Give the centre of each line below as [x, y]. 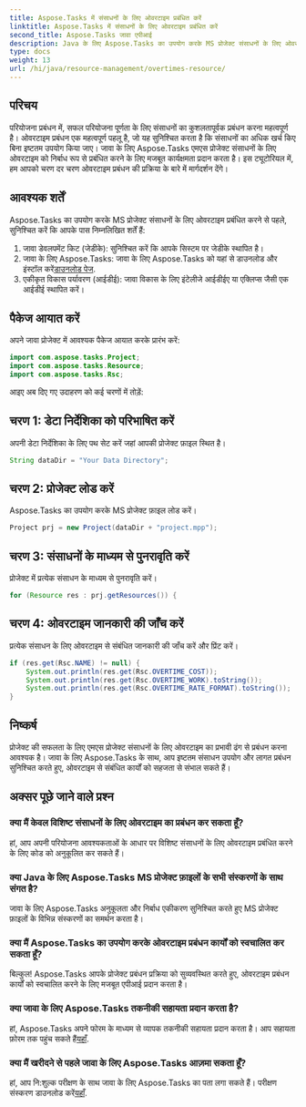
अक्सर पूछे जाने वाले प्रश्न [61, 797]
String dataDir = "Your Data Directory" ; [89, 460]
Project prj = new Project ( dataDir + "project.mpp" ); [114, 528]
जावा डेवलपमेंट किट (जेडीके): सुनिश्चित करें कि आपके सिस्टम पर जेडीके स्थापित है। [143, 248]
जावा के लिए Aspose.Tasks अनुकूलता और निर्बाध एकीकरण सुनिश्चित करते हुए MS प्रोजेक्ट [144, 908]
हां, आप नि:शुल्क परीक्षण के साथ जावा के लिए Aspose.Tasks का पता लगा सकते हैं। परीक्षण [143, 1082]
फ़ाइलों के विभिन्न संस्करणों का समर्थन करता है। [76, 918]
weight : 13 [30, 60]
